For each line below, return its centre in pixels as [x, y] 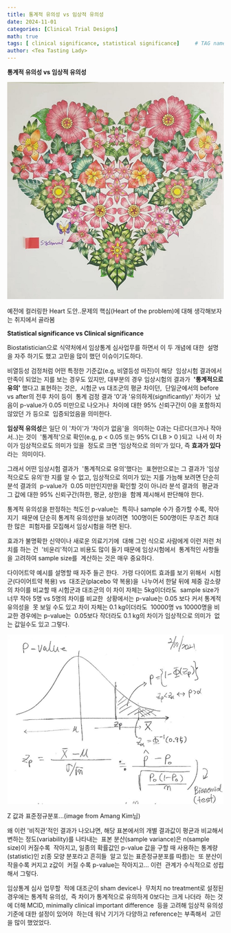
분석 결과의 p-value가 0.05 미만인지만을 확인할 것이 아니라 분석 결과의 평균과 [113, 486]
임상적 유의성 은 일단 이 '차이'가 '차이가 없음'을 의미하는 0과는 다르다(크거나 [108, 428]
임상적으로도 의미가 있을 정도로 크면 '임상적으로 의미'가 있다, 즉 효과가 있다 [120, 446]
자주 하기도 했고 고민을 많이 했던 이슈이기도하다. [78, 356]
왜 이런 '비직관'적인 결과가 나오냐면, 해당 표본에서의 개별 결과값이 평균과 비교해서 [115, 830]
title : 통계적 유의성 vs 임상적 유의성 [56, 14]
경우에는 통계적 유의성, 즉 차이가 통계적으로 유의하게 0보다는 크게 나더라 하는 [112, 897]
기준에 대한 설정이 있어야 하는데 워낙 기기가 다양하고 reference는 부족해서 [107, 914]
